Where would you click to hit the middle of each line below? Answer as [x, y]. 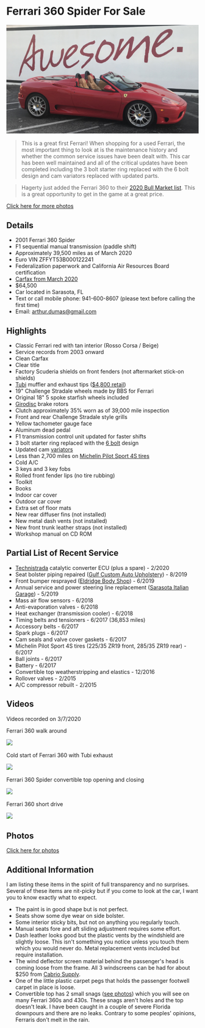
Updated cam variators [44, 449]
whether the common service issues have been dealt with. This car [106, 157]
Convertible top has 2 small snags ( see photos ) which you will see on [102, 994]
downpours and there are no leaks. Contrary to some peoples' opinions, [106, 1013]
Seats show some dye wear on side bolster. [70, 916]
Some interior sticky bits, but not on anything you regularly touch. [97, 922]
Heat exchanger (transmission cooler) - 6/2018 [74, 613]
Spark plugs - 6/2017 [41, 633]
